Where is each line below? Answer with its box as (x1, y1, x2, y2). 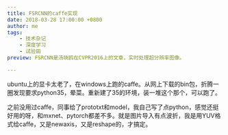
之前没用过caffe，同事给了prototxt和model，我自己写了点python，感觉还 (7, 103, 214, 111)
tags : (7, 29, 23, 36)
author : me (7, 22, 38, 29)
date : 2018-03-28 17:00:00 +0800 (7, 16, 103, 23)
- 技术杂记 (19, 35, 47, 42)
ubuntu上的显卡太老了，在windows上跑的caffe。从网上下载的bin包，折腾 (7, 80, 214, 88)
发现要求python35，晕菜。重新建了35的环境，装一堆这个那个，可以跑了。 (12, 88, 221, 96)
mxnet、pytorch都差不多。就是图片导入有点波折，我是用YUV (42, 111, 216, 119)
